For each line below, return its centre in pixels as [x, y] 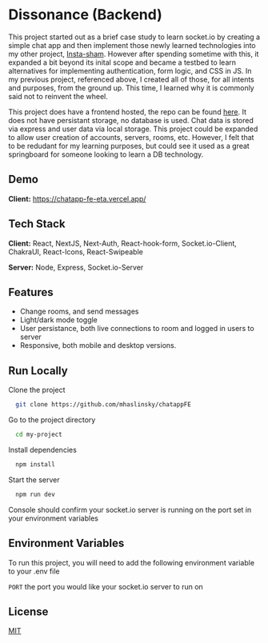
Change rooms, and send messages [79, 312]
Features [31, 292]
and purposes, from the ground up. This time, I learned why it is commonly [131, 88]
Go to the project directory [52, 420]
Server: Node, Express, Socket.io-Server [76, 267]
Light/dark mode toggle [59, 320]
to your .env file [34, 571]
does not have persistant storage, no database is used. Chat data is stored [131, 120]
